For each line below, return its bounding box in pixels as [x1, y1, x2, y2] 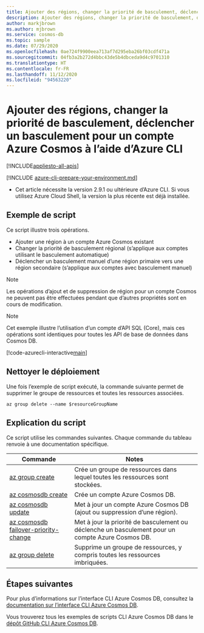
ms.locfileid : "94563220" [6, 77, 72, 83]
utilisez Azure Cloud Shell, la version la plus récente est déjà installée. [15, 193, 190, 200]
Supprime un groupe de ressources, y [74, 543, 182, 551]
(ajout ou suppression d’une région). [74, 507, 178, 516]
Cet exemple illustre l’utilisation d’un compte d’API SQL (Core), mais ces [6, 324, 185, 331]
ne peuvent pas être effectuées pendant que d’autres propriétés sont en [6, 294, 187, 301]
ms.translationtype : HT [6, 60, 67, 66]
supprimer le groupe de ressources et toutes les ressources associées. [6, 389, 184, 396]
